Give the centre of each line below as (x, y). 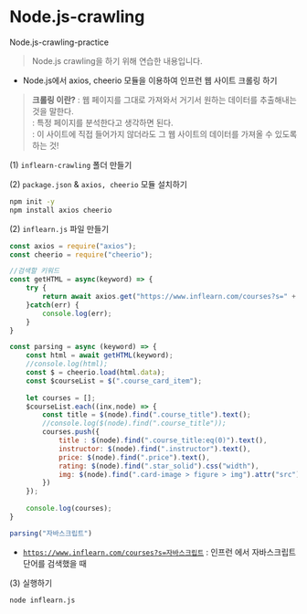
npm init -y (32, 201)
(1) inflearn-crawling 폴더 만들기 (71, 164)
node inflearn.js (42, 600)
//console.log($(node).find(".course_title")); (134, 423)
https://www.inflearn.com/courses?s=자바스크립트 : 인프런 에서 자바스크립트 (159, 552)
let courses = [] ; (61, 398)
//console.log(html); (67, 364)
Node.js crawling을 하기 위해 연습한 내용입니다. (117, 60)
